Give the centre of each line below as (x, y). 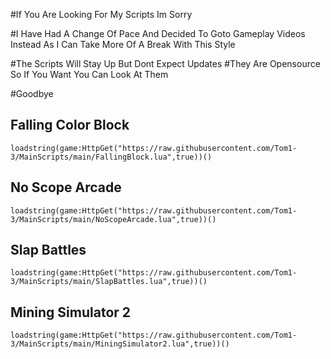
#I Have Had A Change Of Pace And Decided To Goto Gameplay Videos (158, 33)
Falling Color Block (70, 125)
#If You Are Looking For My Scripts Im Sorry (101, 14)
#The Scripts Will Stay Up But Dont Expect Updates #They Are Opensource (165, 63)
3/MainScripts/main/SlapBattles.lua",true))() (109, 282)
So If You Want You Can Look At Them (89, 74)
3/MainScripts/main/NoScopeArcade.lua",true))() (113, 219)
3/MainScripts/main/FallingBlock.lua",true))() (111, 157)
